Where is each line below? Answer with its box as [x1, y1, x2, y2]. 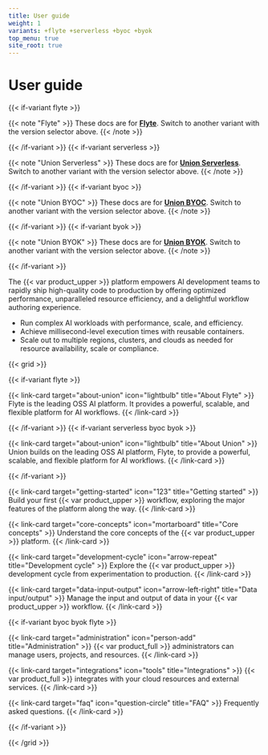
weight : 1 [8, 19, 42, 27]
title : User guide [8, 11, 70, 20]
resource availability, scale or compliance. [19, 344, 159, 353]
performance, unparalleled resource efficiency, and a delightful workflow [8, 294, 250, 304]
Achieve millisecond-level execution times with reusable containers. [19, 327, 245, 337]
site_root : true [8, 42, 63, 50]
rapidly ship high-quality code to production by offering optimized [8, 286, 226, 296]
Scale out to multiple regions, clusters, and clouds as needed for [19, 335, 233, 345]
